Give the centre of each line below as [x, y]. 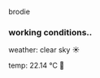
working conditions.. [50, 32]
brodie [20, 12]
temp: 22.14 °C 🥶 [37, 66]
